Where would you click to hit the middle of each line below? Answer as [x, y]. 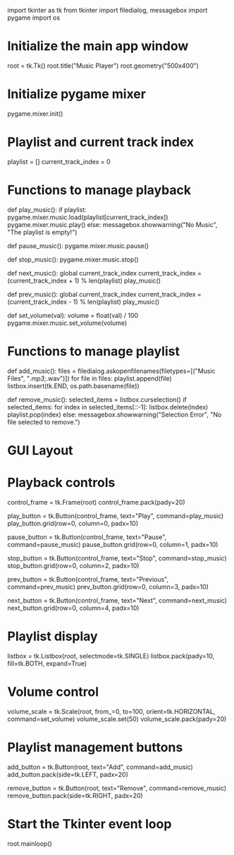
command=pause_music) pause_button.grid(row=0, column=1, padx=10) [113, 544]
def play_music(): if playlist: [47, 209]
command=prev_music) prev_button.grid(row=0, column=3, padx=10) [108, 586]
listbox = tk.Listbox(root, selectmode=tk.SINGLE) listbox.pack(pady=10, [111, 656]
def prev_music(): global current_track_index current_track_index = [105, 294]
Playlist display [53, 636]
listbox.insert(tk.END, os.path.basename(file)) [73, 386]
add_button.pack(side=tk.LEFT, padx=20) [68, 774]
